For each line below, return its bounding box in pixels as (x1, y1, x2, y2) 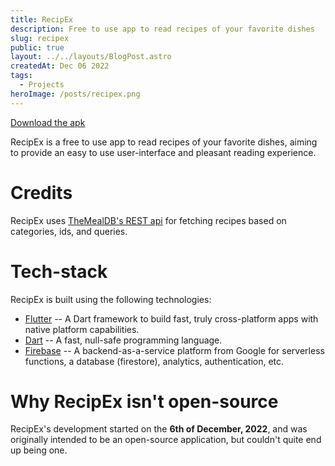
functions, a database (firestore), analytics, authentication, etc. (24, 355, 285, 367)
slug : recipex (10, 33, 70, 43)
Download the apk (10, 116, 86, 128)
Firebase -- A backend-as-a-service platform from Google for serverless (24, 344, 325, 356)
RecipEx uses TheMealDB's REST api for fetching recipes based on (10, 214, 287, 226)
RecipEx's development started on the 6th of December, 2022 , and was (10, 423, 308, 435)
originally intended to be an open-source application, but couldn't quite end (10, 434, 322, 446)
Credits (10, 181, 73, 204)
